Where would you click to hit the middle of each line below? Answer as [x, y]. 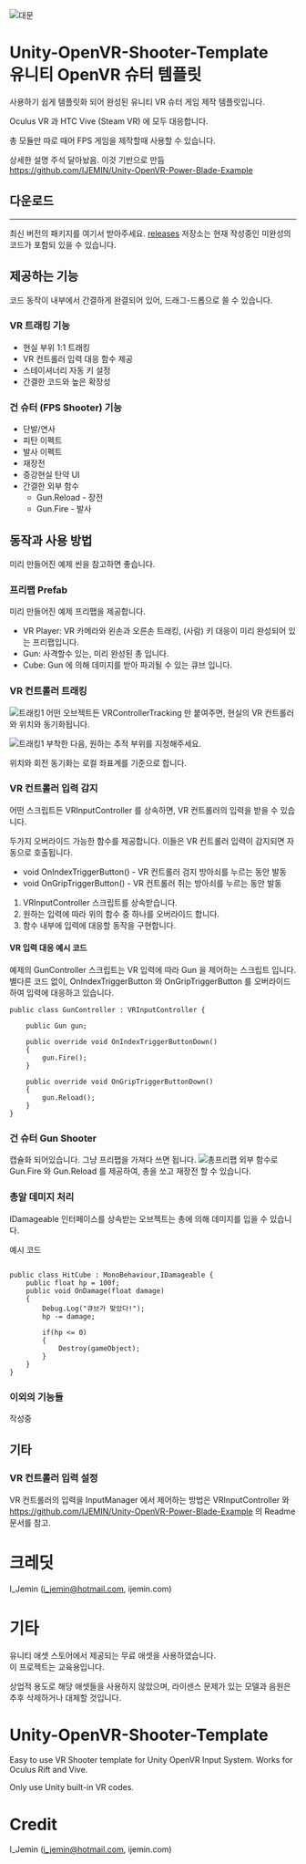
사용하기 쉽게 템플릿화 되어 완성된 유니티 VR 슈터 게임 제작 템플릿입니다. [138, 101]
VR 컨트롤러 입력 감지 [54, 789]
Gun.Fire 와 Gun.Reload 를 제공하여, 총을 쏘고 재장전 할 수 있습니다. [131, 1171]
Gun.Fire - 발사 [64, 509]
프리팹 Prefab [39, 590]
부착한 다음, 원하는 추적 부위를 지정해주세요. [124, 743]
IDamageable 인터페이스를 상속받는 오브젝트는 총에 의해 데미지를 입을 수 [139, 1218]
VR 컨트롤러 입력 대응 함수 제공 [78, 358]
